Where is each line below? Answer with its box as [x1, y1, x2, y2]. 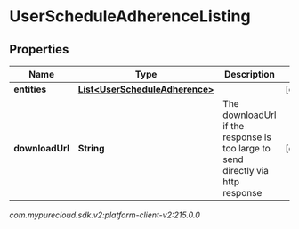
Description [223, 69, 276, 80]
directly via [222, 165, 270, 176]
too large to [222, 143, 271, 154]
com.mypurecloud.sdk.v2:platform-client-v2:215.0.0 [9, 209, 200, 220]
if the [222, 120, 245, 132]
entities [13, 83, 47, 95]
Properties [9, 42, 69, 57]
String [77, 143, 105, 154]
